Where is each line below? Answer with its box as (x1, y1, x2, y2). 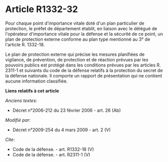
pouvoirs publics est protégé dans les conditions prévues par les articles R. (5, 62, 161, 68)
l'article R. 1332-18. (5, 41, 45, 47)
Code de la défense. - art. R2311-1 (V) (12, 151, 91, 157)
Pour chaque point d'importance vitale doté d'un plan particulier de (5, 20, 144, 26)
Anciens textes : (5, 97, 38, 104)
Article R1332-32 (5, 4, 78, 15)
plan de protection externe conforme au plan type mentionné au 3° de (5, 36, 150, 42)
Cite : (5, 136, 15, 142)
